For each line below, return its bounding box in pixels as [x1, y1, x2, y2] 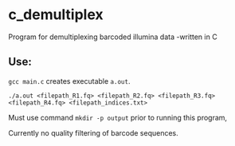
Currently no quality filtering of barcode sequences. [8, 128, 179, 137]
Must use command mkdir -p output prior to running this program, [8, 112, 228, 122]
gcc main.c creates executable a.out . [8, 76, 131, 85]
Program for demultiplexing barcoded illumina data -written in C [8, 32, 217, 41]
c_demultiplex [8, 6, 104, 24]
